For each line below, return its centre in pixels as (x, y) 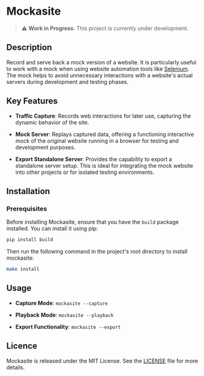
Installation (28, 191)
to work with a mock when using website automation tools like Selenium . (98, 69)
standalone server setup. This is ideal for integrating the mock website (104, 165)
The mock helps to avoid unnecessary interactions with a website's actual (100, 75)
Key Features (32, 101)
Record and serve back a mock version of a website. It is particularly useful (101, 62)
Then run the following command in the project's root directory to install (97, 252)
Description (29, 47)
